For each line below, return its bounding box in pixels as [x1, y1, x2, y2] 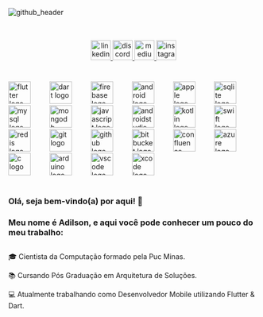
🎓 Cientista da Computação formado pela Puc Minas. [8, 252, 185, 261]
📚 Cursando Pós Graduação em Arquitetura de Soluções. [8, 271, 197, 280]
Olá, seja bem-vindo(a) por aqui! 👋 [8, 195, 143, 207]
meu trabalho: [8, 227, 64, 238]
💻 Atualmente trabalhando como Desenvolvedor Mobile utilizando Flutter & [8, 290, 255, 300]
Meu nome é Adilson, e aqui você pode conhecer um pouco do [8, 217, 253, 228]
